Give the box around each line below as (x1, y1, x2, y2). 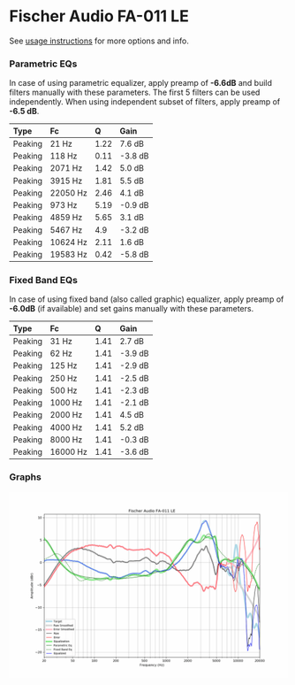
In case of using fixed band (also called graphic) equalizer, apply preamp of (9, 294, 284, 304)
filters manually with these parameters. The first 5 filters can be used (9, 87, 261, 98)
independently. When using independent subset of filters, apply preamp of (9, 96, 281, 107)
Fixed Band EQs (9, 273, 78, 286)
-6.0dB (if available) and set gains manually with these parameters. (9, 304, 254, 314)
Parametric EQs (9, 58, 78, 70)
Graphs (9, 471, 42, 483)
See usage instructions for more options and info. (9, 35, 190, 46)
